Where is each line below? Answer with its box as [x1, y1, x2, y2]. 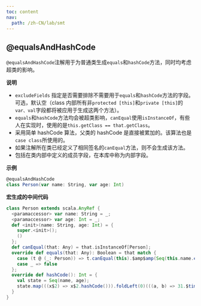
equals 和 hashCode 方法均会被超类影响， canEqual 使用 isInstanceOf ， [14, 114, 180, 122]
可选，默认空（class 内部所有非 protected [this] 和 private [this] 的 [14, 99, 184, 107]
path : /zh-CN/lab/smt [11, 20, 66, 26]
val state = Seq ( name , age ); [17, 278, 90, 284]
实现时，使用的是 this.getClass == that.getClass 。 [25, 122, 154, 129]
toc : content [6, 8, 39, 15]
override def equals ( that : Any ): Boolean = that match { [11, 250, 157, 256]
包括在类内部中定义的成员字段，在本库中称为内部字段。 [14, 152, 151, 159]
